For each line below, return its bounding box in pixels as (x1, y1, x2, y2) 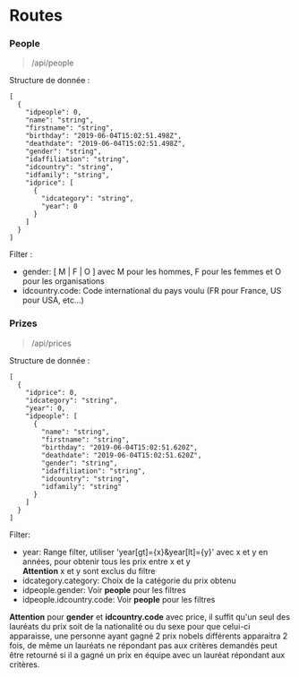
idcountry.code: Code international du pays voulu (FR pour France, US (21, 286, 282, 296)
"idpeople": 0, (25, 108, 82, 117)
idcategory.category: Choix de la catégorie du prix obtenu (21, 575, 237, 586)
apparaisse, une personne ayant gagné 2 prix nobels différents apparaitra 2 (9, 630, 288, 641)
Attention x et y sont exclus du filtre (21, 565, 156, 576)
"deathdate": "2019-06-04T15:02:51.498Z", (25, 140, 186, 149)
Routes (9, 5, 63, 26)
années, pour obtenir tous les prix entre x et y (21, 556, 191, 567)
